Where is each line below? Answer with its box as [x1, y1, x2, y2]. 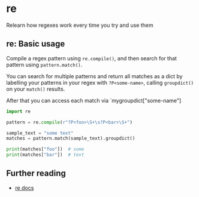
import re [6, 108, 31, 115]
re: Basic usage [6, 39, 65, 49]
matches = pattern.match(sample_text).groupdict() [6, 136, 135, 141]
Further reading [6, 168, 66, 178]
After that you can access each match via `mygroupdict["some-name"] [6, 97, 182, 104]
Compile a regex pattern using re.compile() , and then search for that [6, 54, 177, 61]
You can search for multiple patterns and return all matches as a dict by [6, 72, 183, 79]
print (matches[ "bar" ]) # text [6, 152, 85, 158]
